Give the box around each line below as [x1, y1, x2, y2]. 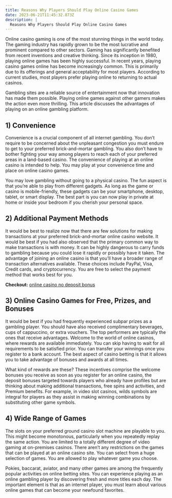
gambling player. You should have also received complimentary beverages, [5, 324, 164, 330]
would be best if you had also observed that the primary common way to [5, 239, 159, 245]
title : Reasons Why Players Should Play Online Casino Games [5, 7, 139, 13]
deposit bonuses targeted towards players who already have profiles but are [5, 377, 166, 383]
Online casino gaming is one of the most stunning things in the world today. [5, 36, 165, 42]
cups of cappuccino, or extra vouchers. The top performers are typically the [5, 329, 166, 335]
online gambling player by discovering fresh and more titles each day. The [5, 476, 162, 482]
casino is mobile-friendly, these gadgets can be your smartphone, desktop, [5, 188, 164, 194]
